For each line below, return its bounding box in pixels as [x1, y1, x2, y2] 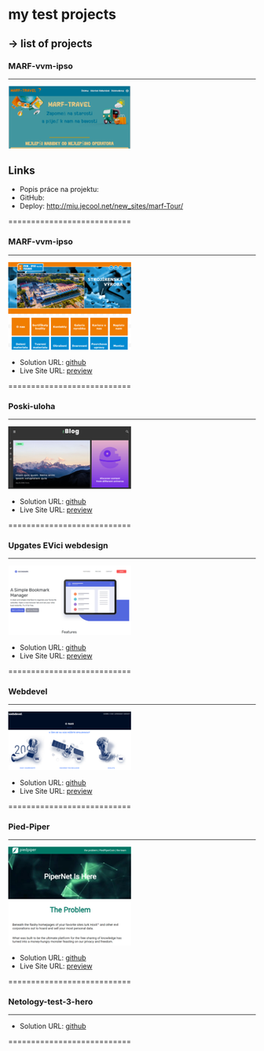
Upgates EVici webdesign [8, 540, 108, 551]
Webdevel [8, 686, 48, 697]
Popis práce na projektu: [19, 185, 100, 194]
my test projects [8, 6, 116, 24]
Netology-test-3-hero [8, 996, 93, 1007]
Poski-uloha [8, 400, 56, 411]
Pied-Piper [8, 821, 50, 832]
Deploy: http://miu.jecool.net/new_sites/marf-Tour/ [19, 201, 184, 211]
